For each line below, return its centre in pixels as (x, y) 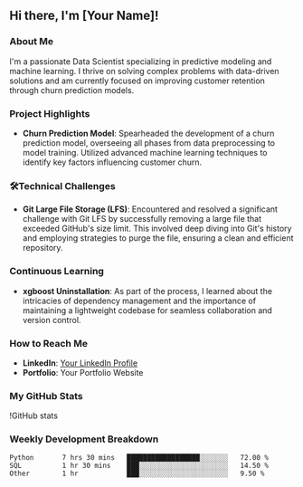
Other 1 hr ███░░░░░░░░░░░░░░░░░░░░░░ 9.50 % (137, 474)
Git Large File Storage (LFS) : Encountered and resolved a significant (150, 209)
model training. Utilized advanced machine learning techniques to (145, 152)
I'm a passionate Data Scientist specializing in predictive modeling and (141, 61)
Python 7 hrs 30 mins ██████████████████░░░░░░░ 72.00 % (139, 458)
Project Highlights (50, 113)
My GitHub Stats (46, 396)
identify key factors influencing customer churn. (112, 162)
